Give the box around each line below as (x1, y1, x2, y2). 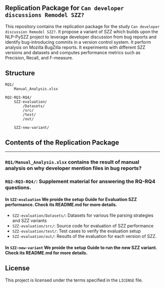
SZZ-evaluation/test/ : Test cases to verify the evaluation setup (12, 228, 141, 234)
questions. (5, 184, 31, 191)
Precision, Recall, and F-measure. (5, 55, 74, 60)
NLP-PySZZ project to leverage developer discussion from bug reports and (5, 34, 157, 40)
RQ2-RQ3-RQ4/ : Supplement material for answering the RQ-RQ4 (5, 178, 156, 185)
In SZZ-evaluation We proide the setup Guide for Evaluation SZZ (5, 196, 137, 202)
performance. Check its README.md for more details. (5, 202, 117, 207)
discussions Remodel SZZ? (5, 12, 84, 19)
